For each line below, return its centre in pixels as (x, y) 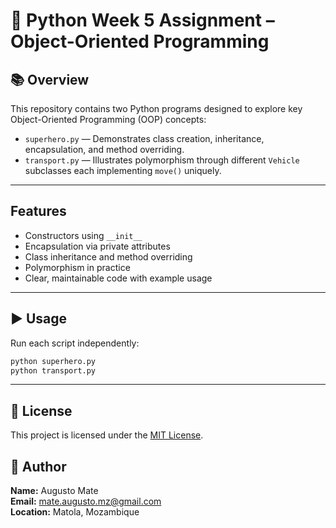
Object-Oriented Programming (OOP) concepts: (108, 119)
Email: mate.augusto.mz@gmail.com (86, 501)
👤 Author (38, 466)
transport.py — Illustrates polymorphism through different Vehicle (162, 160)
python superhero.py (53, 361)
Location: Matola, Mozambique (75, 512)
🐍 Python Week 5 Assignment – (142, 20)
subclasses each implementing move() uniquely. (123, 170)
